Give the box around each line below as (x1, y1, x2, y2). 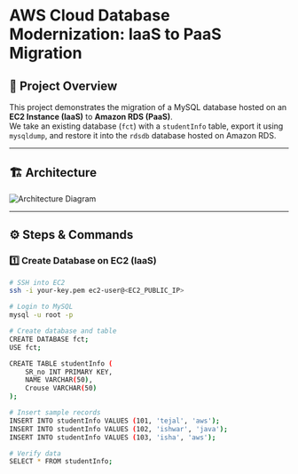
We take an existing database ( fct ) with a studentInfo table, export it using (9, 121, 284, 131)
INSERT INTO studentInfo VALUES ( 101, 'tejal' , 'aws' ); (9, 416, 220, 425)
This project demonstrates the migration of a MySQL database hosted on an (9, 102, 287, 112)
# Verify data (9, 449, 62, 458)
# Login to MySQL (9, 303, 74, 312)
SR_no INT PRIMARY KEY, (25, 367, 114, 376)
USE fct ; (9, 343, 42, 352)
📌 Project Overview (9, 78, 118, 93)
